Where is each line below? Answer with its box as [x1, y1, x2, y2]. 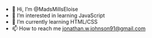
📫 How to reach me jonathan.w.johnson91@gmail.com [11, 25, 146, 32]
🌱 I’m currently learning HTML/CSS [11, 18, 98, 25]
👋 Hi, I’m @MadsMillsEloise [11, 6, 78, 12]
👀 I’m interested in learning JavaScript [11, 12, 105, 19]
